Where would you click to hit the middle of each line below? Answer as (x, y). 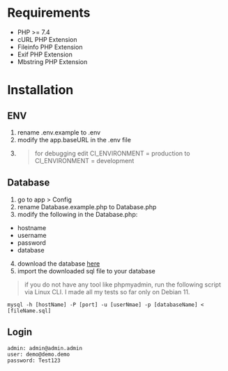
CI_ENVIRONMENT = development (84, 160)
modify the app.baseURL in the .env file (74, 139)
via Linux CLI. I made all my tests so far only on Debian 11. (107, 291)
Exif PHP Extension (45, 54)
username (32, 235)
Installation (40, 90)
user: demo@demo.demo (39, 354)
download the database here (59, 264)
